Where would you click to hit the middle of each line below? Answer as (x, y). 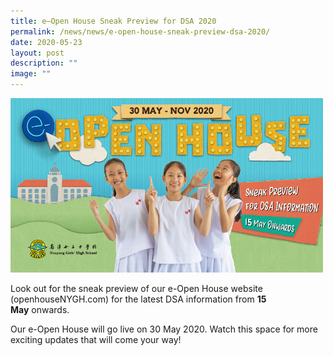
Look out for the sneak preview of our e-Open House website (136, 288)
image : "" (31, 74)
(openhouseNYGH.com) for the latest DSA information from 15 (138, 299)
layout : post (37, 53)
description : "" (44, 63)
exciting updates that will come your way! (96, 339)
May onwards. (40, 309)
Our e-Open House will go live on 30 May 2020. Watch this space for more (164, 329)
